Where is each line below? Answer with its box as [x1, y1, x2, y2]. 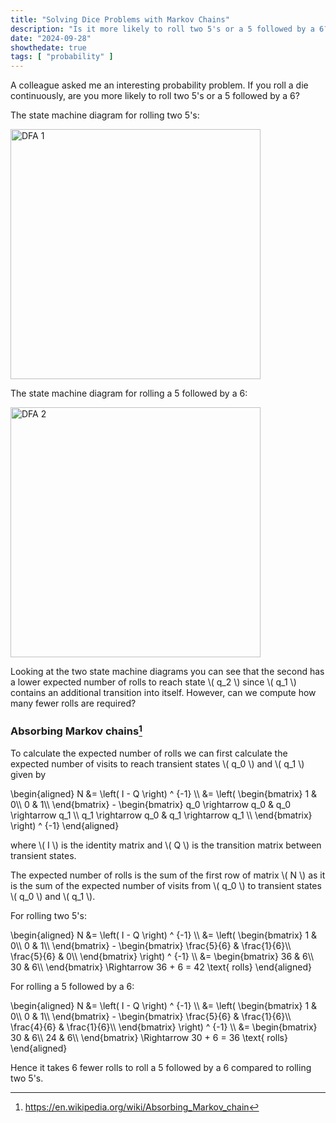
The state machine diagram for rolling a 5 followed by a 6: [10, 387, 248, 400]
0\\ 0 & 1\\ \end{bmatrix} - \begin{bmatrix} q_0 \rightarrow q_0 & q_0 [10, 798, 292, 810]
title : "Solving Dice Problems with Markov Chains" [10, 14, 230, 25]
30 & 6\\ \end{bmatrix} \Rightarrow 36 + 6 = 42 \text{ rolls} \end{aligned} [10, 961, 312, 973]
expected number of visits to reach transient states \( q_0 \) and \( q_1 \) [10, 757, 305, 770]
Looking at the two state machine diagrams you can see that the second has [10, 666, 325, 678]
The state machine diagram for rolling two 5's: [10, 109, 200, 121]
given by [10, 768, 47, 780]
